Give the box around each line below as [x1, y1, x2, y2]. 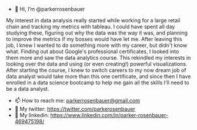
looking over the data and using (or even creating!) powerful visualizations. [6, 60, 188, 67]
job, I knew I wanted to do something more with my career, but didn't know [6, 42, 188, 49]
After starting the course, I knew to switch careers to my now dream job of [6, 67, 186, 73]
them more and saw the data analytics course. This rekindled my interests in [6, 54, 191, 61]
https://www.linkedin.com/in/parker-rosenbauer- [50, 112, 169, 118]
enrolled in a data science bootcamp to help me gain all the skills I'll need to [6, 79, 189, 86]
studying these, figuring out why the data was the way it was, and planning [6, 29, 188, 36]
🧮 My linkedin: [14, 112, 49, 118]
